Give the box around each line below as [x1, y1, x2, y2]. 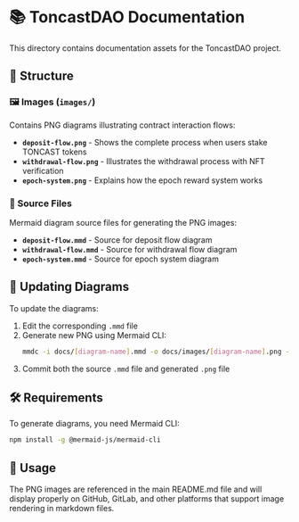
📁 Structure [9, 69, 74, 84]
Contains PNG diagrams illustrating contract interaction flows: [9, 120, 236, 130]
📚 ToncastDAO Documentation [9, 7, 246, 28]
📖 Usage [9, 460, 56, 476]
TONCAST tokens [21, 146, 87, 157]
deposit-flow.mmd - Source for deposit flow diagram [21, 234, 213, 245]
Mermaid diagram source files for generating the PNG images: [9, 217, 238, 228]
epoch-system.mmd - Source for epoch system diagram [21, 253, 220, 264]
